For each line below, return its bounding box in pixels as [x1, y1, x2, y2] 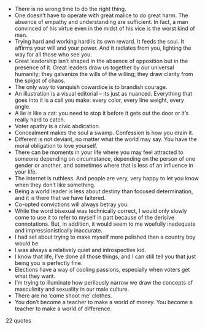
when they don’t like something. [14, 181, 96, 188]
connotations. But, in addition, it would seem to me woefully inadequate [14, 220, 196, 228]
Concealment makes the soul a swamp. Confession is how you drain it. [14, 129, 194, 136]
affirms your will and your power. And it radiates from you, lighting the [14, 44, 191, 52]
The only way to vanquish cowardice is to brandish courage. [14, 83, 168, 91]
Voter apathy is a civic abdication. [14, 123, 101, 129]
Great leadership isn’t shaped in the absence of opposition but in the [14, 58, 188, 64]
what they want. [14, 272, 56, 280]
